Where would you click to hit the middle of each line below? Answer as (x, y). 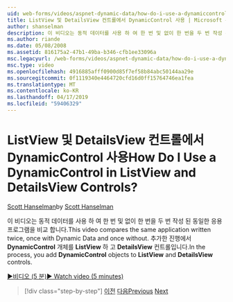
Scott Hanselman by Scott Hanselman (60, 206)
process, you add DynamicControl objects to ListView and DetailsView (110, 254)
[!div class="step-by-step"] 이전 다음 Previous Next (96, 291)
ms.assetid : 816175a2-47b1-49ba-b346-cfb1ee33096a (82, 53)
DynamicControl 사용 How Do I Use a (112, 158)
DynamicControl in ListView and (102, 173)
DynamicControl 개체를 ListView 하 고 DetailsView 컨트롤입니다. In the (106, 247)
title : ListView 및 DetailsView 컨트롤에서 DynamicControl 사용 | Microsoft (115, 20)
